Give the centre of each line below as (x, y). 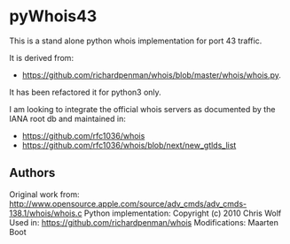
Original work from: (44, 194)
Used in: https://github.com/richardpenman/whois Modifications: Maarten (144, 222)
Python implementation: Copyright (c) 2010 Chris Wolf (183, 213)
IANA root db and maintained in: (67, 118)
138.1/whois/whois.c (46, 213)
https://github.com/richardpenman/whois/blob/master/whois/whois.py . (152, 75)
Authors (32, 173)
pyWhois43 (53, 16)
